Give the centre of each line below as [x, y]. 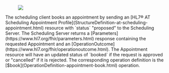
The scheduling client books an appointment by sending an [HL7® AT [78, 17]
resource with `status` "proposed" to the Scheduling [100, 28]
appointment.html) [25, 28]
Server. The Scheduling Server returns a [48, 33]
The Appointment [129, 49]
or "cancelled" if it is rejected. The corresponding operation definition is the [84, 60]
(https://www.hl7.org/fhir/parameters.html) [50, 39]
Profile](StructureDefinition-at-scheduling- [103, 22]
